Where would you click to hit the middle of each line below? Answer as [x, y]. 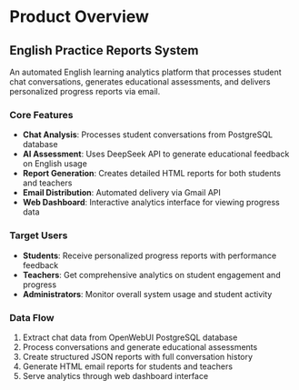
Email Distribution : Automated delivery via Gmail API [121, 193]
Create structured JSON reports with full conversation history [137, 356]
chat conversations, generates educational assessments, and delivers [140, 82]
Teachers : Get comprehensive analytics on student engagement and [151, 275]
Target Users [39, 235]
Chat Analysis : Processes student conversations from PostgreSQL [148, 135]
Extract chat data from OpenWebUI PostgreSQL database [130, 337]
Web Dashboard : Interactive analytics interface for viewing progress [151, 203]
